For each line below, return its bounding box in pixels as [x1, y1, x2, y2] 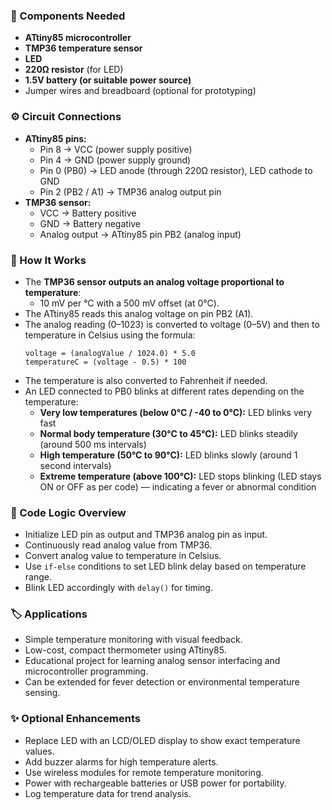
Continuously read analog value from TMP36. [24, 539, 213, 551]
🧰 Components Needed [10, 9, 126, 23]
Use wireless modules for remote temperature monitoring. [24, 766, 264, 778]
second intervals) [39, 459, 112, 471]
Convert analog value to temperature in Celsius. [24, 550, 222, 562]
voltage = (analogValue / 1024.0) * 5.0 [24, 348, 196, 358]
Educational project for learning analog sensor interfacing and [24, 655, 281, 667]
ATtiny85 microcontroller [24, 32, 132, 44]
